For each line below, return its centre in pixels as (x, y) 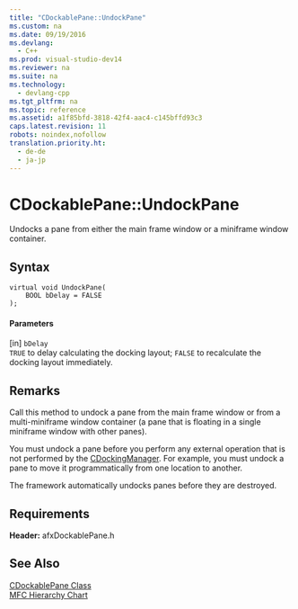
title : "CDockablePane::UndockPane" (78, 18)
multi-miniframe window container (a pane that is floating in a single (136, 422)
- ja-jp (32, 160)
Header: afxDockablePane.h (62, 535)
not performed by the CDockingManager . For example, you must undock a (147, 459)
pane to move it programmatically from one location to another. (126, 468)
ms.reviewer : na (39, 68)
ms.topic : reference (48, 110)
